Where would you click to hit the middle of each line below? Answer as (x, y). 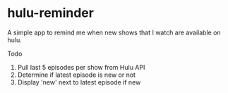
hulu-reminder (50, 13)
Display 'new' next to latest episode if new (79, 82)
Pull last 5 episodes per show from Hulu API (81, 67)
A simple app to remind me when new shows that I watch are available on (114, 32)
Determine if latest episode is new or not (77, 75)
